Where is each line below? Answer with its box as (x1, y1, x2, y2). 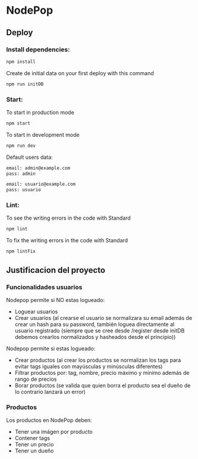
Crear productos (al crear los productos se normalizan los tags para (14, 356, 181, 363)
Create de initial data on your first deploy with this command (6, 69, 155, 76)
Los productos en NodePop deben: (6, 417, 92, 424)
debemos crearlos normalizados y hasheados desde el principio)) (14, 333, 176, 340)
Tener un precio (14, 441, 54, 448)
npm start (6, 120, 31, 126)
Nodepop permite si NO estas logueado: (6, 296, 105, 303)
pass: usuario (6, 187, 42, 193)
